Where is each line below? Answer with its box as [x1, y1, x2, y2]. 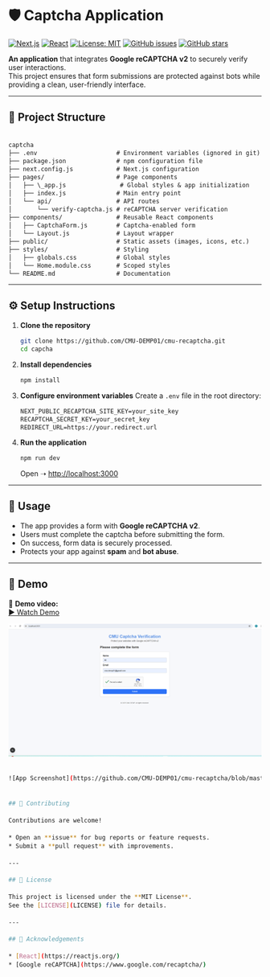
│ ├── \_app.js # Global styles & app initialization [8, 181, 250, 189]
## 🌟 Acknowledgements [8, 935, 84, 943]
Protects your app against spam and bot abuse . [19, 546, 179, 556]
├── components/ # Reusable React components [8, 213, 215, 221]
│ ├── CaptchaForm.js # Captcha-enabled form [8, 221, 196, 229]
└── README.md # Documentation [8, 269, 171, 277]
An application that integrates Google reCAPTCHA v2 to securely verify [8, 54, 248, 64]
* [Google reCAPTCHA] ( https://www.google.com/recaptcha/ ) [8, 961, 207, 969]
